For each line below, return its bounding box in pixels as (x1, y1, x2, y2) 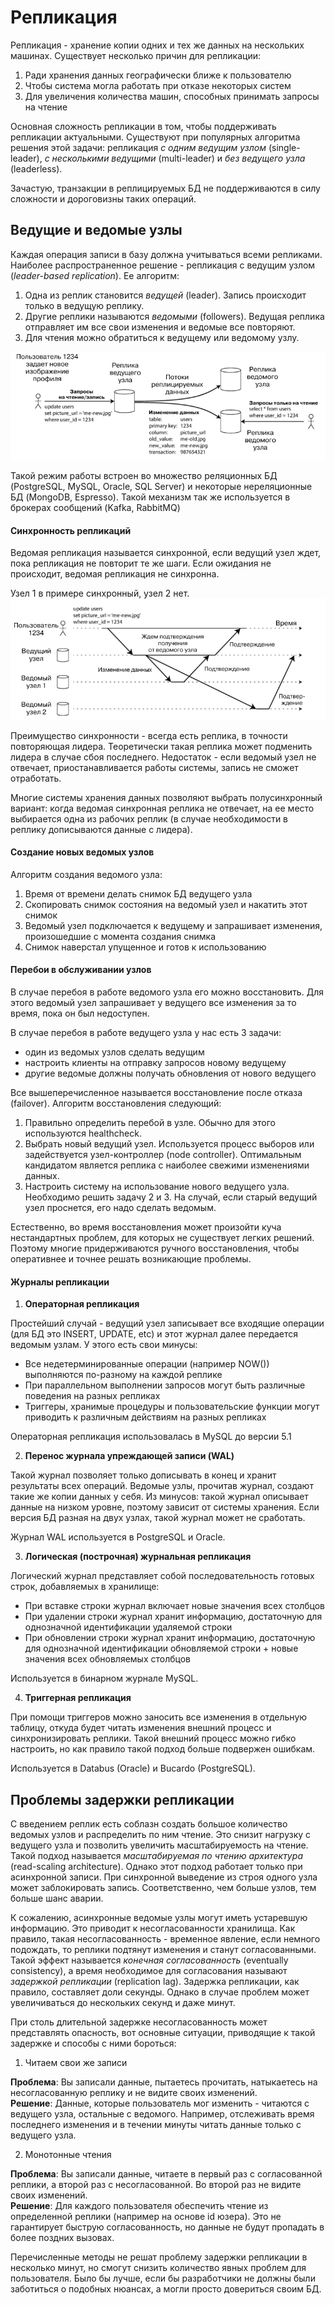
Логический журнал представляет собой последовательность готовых (10, 1570, 315, 1582)
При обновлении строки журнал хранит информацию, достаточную (24, 1632, 316, 1644)
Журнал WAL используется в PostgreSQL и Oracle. (10, 1531, 226, 1543)
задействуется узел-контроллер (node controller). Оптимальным (24, 1149, 302, 1161)
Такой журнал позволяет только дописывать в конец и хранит (10, 1469, 277, 1481)
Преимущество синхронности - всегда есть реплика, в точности (10, 729, 288, 741)
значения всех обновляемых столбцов (24, 1653, 192, 1665)
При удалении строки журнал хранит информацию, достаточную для (24, 1611, 323, 1623)
